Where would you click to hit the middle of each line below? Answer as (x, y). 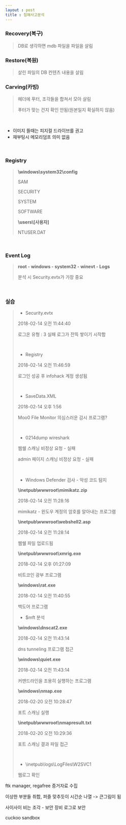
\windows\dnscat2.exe (42, 628)
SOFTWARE (30, 211)
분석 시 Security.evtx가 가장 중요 (51, 277)
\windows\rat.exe (37, 585)
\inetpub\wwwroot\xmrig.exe (49, 554)
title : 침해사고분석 (25, 15)
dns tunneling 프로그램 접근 (45, 649)
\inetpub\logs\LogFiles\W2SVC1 (58, 764)
